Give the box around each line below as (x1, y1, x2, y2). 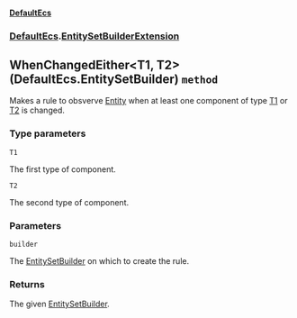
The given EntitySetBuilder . (9, 298, 110, 310)
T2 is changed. (9, 104, 65, 116)
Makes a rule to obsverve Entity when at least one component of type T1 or (9, 95, 288, 106)
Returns (9, 277, 45, 290)
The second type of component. (9, 196, 129, 207)
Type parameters (9, 127, 86, 140)
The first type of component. (9, 163, 117, 175)
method (181, 73, 219, 86)
